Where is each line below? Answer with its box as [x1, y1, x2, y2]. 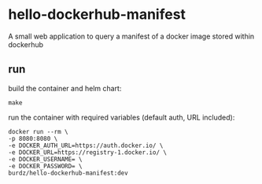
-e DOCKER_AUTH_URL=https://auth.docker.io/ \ [8, 142, 164, 149]
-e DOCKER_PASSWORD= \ [8, 162, 83, 170]
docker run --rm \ [8, 127, 68, 135]
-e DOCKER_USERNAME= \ [8, 155, 83, 163]
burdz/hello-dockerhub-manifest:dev [8, 169, 128, 177]
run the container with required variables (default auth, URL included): [8, 112, 235, 122]
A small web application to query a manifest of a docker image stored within [8, 31, 255, 41]
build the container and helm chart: [8, 83, 122, 93]
